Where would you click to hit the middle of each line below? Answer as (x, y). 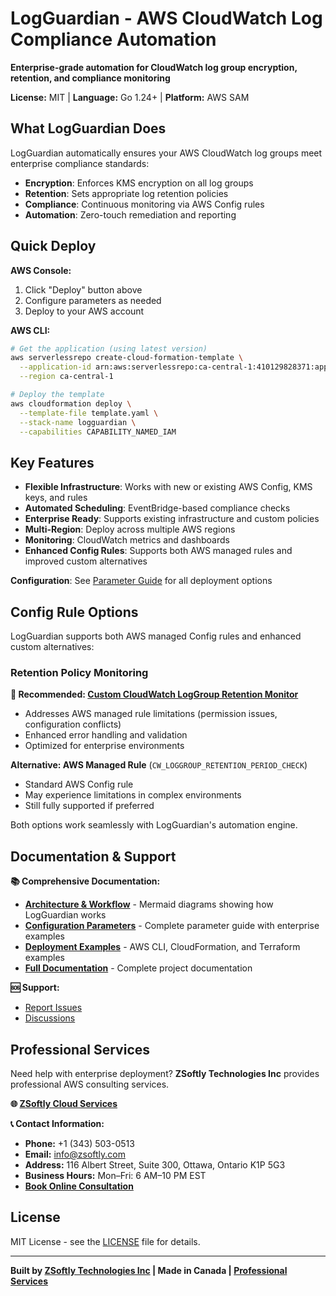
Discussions (50, 1018)
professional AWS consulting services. (90, 1084)
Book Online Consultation (79, 1186)
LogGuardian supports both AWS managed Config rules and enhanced (156, 636)
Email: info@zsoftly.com (75, 1154)
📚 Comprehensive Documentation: (85, 881)
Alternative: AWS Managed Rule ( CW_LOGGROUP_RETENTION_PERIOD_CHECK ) (159, 765)
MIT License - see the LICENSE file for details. (105, 1241)
